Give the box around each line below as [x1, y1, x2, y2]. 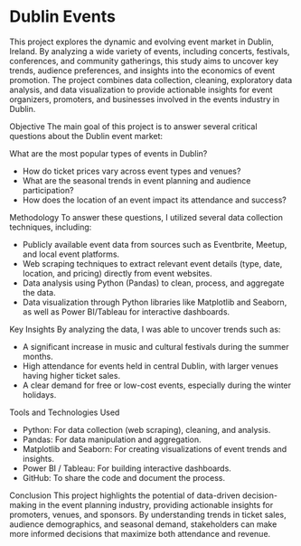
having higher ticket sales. [22, 370, 120, 381]
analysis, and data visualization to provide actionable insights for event [9, 84, 273, 95]
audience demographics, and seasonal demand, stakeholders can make [9, 518, 277, 530]
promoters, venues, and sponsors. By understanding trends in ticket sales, [9, 509, 287, 520]
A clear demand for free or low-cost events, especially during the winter [22, 380, 292, 391]
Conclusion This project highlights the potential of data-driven [9, 490, 241, 501]
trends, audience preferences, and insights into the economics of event [9, 65, 276, 76]
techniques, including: [9, 221, 92, 232]
